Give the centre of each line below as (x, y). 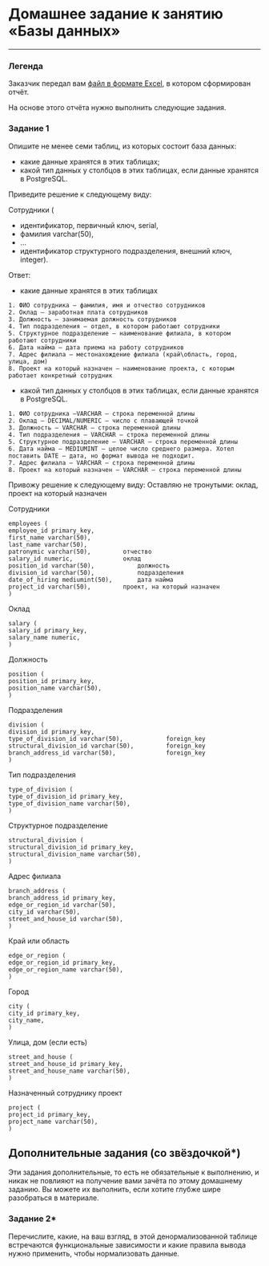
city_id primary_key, (44, 1013)
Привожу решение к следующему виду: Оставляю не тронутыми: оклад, (133, 484)
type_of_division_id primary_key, (66, 796)
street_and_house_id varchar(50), (66, 919)
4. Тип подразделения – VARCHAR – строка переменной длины (109, 434)
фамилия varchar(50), (56, 234)
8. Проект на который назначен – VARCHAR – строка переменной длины (125, 470)
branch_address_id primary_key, (62, 898)
